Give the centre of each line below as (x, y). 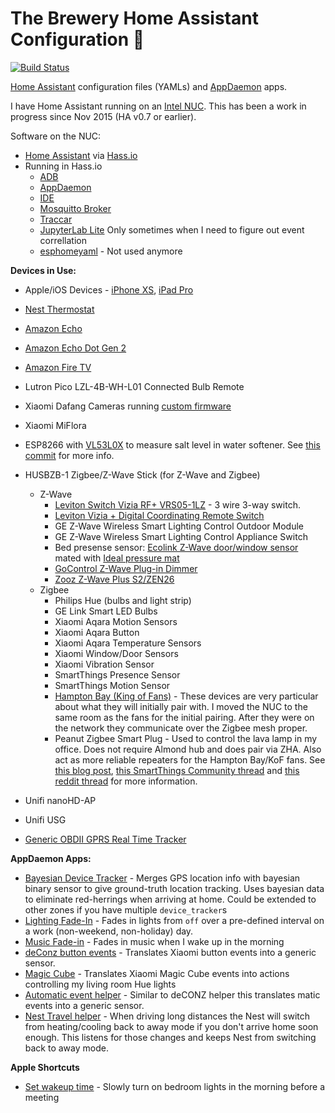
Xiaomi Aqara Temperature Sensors (128, 643)
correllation (63, 240)
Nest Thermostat (59, 309)
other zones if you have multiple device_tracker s (126, 909)
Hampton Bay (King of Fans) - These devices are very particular (186, 696)
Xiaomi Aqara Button (97, 632)
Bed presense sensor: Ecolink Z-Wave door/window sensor (176, 547)
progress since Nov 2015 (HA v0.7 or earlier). (103, 116)
